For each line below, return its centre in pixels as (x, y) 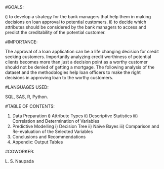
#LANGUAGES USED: (27, 87)
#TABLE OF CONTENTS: (30, 106)
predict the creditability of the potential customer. (56, 32)
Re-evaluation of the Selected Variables (53, 132)
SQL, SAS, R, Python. (27, 97)
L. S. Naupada (20, 161)
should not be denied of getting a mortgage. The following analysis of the (80, 67)
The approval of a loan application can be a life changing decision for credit (82, 51)
